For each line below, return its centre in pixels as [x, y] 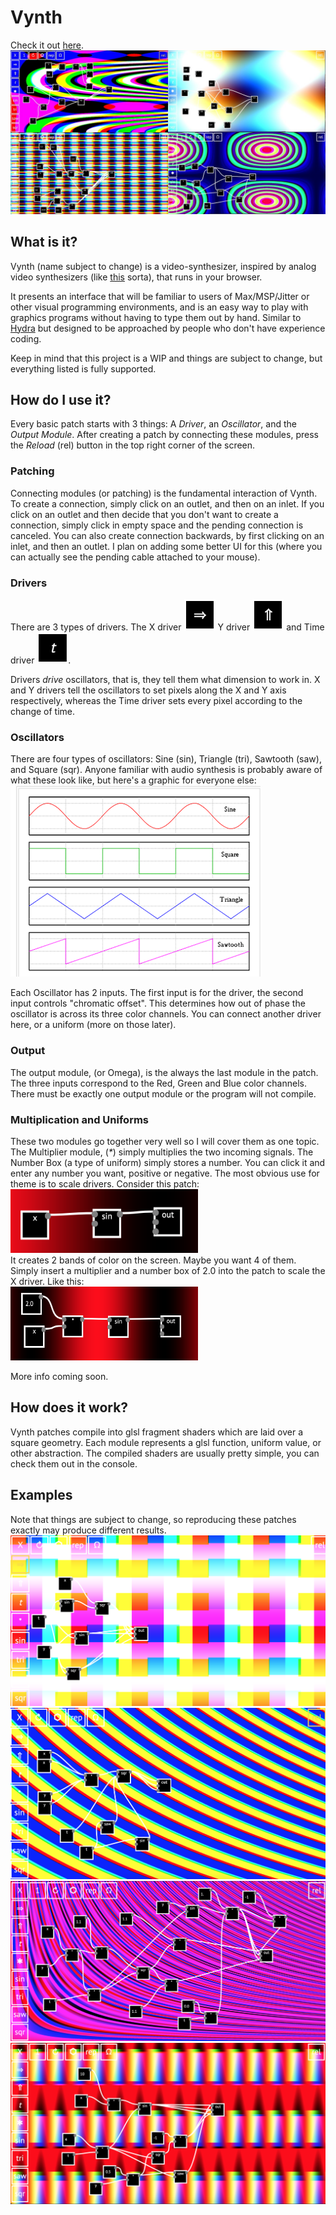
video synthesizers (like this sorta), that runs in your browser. [136, 277]
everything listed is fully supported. [83, 368]
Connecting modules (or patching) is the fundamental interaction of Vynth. [164, 493]
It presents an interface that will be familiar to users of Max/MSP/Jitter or [160, 296]
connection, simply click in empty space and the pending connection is [157, 525]
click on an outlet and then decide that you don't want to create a [144, 514]
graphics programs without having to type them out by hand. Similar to [156, 317]
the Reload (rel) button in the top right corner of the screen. [133, 445]
